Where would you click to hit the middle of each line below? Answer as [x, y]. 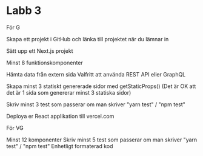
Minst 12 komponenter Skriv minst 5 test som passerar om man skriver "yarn [102, 140]
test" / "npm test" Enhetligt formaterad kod [60, 146]
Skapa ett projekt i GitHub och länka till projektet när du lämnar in [88, 39]
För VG [15, 127]
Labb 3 [24, 11]
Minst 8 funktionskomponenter [45, 63]
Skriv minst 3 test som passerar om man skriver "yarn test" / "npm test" [96, 104]
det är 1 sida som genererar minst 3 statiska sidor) [69, 92]
